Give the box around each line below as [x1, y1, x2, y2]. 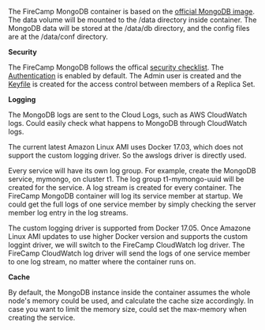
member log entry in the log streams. [8, 208, 129, 217]
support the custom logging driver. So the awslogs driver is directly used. [8, 150, 247, 160]
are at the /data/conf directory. [8, 32, 108, 41]
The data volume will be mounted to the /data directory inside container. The [8, 15, 257, 25]
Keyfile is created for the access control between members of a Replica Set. [8, 79, 256, 89]
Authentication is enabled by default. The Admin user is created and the [8, 71, 242, 80]
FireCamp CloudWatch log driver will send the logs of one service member [8, 248, 251, 258]
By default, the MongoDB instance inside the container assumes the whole [8, 288, 251, 297]
